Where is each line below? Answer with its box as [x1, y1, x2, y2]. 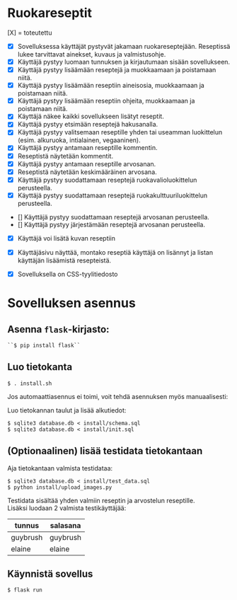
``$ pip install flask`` [7, 342, 81, 349]
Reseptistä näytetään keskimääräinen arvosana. [17, 168, 157, 176]
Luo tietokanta [7, 361, 73, 373]
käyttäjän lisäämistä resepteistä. [17, 256, 112, 265]
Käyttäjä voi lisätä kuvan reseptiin [17, 233, 115, 242]
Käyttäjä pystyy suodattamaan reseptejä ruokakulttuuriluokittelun [17, 191, 208, 200]
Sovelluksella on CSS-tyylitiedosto [17, 270, 118, 278]
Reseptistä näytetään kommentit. [17, 151, 114, 160]
